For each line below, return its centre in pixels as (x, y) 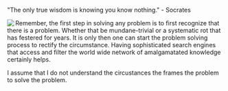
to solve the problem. (37, 80)
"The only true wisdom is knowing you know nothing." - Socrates (99, 10)
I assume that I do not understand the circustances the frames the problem (113, 73)
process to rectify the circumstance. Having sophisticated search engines (112, 45)
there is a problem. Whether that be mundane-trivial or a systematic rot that (114, 30)
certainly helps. (29, 60)
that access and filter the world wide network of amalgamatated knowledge (114, 52)
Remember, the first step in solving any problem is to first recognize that (117, 23)
